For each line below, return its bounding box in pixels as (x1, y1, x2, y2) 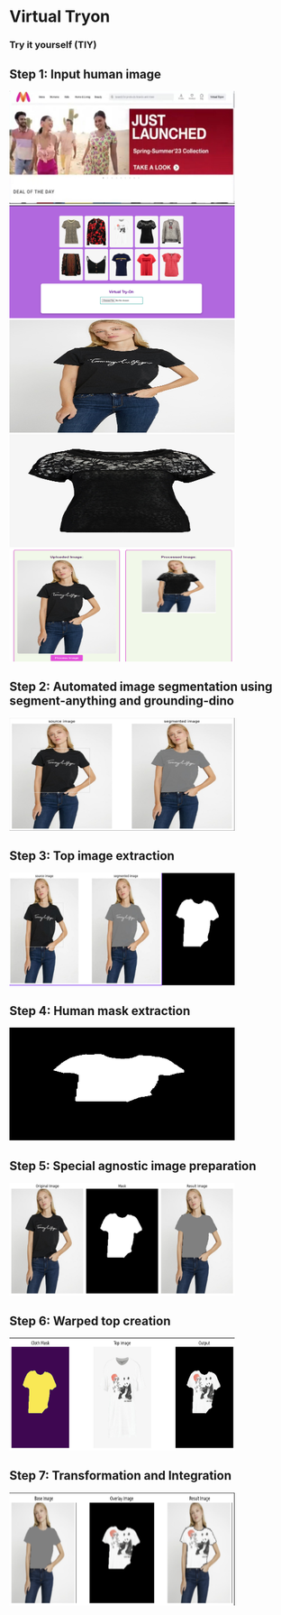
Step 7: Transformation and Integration (9, 1468, 232, 1483)
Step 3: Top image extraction (9, 848, 176, 863)
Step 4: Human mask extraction (9, 1003, 191, 1019)
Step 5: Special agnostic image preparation (9, 1158, 257, 1174)
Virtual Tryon (9, 6, 111, 27)
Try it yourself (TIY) (9, 39, 97, 51)
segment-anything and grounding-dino (9, 693, 234, 709)
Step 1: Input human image (9, 66, 162, 82)
